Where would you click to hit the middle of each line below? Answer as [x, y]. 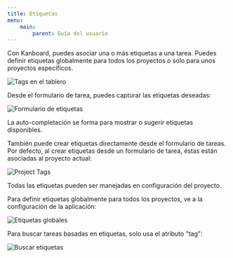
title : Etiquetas [33, 14]
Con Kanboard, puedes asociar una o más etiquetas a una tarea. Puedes [112, 53]
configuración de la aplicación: [52, 207]
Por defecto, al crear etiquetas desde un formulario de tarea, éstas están [112, 151]
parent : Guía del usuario [71, 33]
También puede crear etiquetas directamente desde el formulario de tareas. [117, 144]
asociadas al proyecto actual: [50, 158]
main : [28, 27]
